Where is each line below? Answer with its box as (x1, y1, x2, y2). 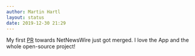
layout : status (6, 14, 45, 20)
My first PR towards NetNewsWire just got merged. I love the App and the (6, 37, 189, 44)
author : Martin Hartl (6, 8, 61, 15)
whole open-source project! (6, 43, 75, 50)
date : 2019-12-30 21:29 (6, 20, 66, 26)
